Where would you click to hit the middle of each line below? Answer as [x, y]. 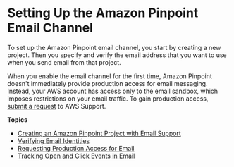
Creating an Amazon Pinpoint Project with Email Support [99, 133]
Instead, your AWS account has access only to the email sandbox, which [113, 91]
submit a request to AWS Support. [57, 106]
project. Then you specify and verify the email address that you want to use [117, 55]
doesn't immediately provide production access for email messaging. [107, 83]
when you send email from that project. [64, 62]
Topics [18, 119]
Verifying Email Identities [54, 141]
